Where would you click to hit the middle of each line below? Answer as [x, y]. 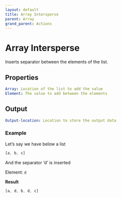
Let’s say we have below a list [35, 144]
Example [16, 133]
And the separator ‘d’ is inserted [38, 162]
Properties [22, 77]
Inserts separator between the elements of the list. [57, 62]
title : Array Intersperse [32, 14]
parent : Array [20, 19]
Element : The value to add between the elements [56, 93]
